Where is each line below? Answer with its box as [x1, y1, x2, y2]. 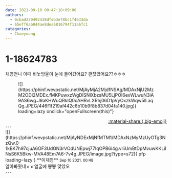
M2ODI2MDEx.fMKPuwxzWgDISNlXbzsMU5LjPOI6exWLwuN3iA [18, 92, 154, 98]
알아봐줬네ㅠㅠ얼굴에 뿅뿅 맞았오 [5, 163, 70, 169]
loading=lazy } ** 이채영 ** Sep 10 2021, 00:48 [5, 157, 94, 163]
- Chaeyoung [10, 31, 36, 36]
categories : [5, 27, 31, 32]
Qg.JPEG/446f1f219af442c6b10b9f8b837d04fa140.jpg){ [18, 103, 137, 109]
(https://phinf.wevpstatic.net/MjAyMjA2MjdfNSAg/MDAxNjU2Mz [18, 86, 154, 93]
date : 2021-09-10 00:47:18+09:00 [5, 7, 77, 13]
